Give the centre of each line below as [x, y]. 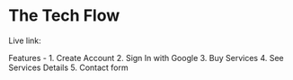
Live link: [25, 40]
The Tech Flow [64, 16]
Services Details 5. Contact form [69, 67]
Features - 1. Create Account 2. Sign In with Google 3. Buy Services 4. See [146, 58]
